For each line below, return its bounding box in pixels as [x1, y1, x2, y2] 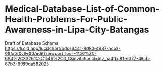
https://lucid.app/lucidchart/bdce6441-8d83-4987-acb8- [5, 45, 121, 51]
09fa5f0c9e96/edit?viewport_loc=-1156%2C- [5, 50, 97, 56]
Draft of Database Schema [5, 40, 59, 46]
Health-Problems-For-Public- [5, 14, 128, 25]
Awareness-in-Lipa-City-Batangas [5, 24, 149, 35]
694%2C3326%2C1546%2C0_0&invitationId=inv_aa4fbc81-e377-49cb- [5, 55, 151, 61]
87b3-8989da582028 [5, 61, 49, 67]
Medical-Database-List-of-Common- [5, 3, 160, 15]
